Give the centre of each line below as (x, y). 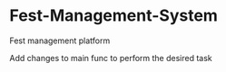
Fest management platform (60, 40)
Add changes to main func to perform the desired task (111, 58)
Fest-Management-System (113, 16)
